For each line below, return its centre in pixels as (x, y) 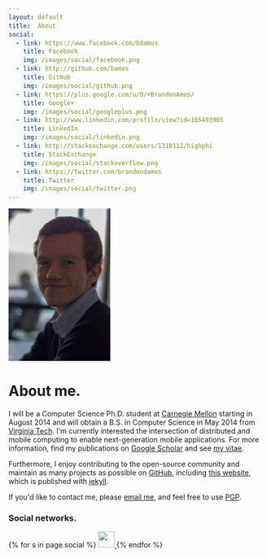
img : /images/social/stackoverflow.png (91, 163)
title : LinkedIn (51, 129)
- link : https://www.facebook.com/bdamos (87, 43)
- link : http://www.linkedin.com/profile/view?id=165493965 (120, 120)
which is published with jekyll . (59, 482)
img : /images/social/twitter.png (80, 189)
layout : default (36, 17)
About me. (45, 391)
